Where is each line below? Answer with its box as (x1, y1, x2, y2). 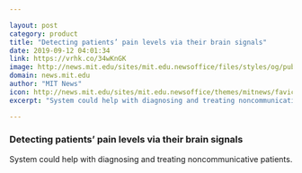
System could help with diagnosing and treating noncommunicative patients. (9, 153, 293, 164)
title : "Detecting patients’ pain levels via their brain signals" (9, 38, 268, 47)
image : (9, 63, 34, 72)
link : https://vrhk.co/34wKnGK (9, 55, 127, 64)
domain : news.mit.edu (9, 71, 91, 81)
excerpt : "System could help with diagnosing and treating (9, 96, 235, 105)
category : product (9, 29, 78, 39)
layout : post (9, 21, 58, 30)
